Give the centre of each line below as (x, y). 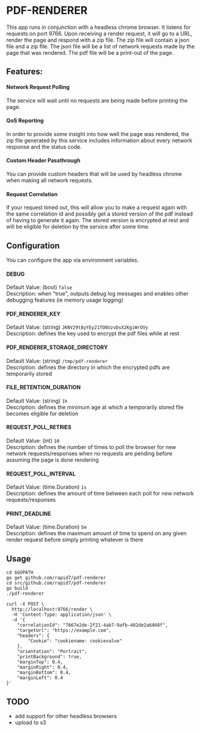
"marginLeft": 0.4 (40, 678)
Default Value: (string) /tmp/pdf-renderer (57, 361)
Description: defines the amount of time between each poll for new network (100, 494)
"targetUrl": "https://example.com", (64, 631)
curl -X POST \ (25, 604)
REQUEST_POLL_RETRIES (39, 427)
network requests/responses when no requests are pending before (89, 453)
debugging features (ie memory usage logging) (65, 300)
